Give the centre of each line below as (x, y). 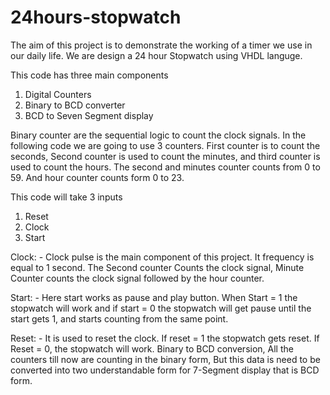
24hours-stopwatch (96, 17)
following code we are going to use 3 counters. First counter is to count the (165, 145)
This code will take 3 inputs (66, 197)
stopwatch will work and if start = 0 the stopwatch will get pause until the (161, 308)
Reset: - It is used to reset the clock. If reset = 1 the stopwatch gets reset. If (165, 338)
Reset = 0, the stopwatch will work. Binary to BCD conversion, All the (152, 348)
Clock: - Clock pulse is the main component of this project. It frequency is (162, 257)
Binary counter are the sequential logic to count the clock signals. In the (158, 135)
